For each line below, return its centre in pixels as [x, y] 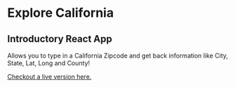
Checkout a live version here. [49, 76]
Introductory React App [60, 39]
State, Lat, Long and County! [49, 63]
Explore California [61, 13]
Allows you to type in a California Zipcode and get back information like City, [118, 55]
